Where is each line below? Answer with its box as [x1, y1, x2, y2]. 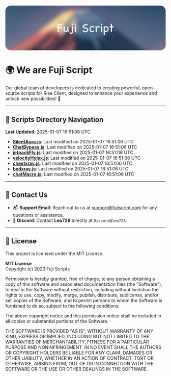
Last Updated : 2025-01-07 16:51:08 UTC [5, 129, 91, 135]
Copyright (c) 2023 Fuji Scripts [5, 266, 70, 272]
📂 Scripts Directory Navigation [5, 115, 104, 124]
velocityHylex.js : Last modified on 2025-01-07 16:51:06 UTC [12, 155, 141, 161]
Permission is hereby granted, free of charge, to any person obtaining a [5, 275, 155, 282]
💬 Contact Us [5, 191, 48, 199]
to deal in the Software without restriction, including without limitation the [5, 286, 159, 292]
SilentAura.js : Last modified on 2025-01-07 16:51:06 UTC [12, 139, 134, 145]
